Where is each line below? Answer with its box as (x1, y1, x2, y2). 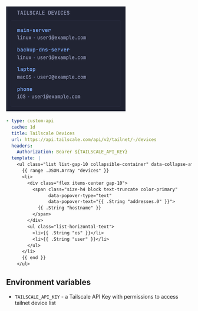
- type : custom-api (6, 118, 54, 124)
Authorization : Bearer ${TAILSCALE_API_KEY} (16, 149, 128, 155)
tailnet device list (14, 299, 56, 306)
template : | (11, 155, 41, 161)
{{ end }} (21, 255, 46, 261)
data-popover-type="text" (48, 192, 112, 198)
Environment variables (6, 277, 91, 287)
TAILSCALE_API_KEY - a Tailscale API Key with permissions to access (14, 293, 179, 300)
